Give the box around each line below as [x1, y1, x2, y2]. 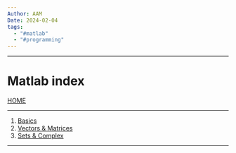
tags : [7, 23, 23, 30]
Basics [17, 117, 37, 125]
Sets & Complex [17, 131, 65, 140]
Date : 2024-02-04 [7, 17, 58, 24]
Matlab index [7, 73, 85, 89]
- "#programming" [13, 36, 65, 44]
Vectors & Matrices [17, 124, 73, 133]
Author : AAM [7, 10, 42, 18]
